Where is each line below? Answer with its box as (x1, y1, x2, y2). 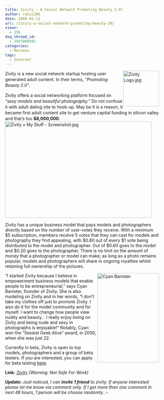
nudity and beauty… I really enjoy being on (5, 315, 91, 320)
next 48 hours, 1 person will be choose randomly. (5, 389, 104, 396)
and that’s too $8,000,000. (5, 116, 61, 122)
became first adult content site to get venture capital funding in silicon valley (5, 110, 159, 116)
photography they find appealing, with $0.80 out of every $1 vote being (5, 237, 148, 243)
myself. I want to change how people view (5, 309, 90, 315)
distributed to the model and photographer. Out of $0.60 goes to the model (5, 243, 156, 249)
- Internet (9, 57, 32, 62)
